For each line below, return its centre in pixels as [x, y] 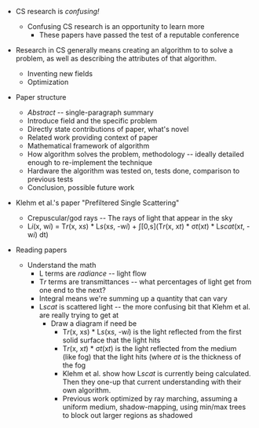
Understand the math [62, 265]
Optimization [48, 82]
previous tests [50, 179]
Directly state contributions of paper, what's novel [108, 129]
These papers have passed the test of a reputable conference [139, 35]
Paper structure [41, 97]
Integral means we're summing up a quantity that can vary [133, 298]
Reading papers [41, 250]
